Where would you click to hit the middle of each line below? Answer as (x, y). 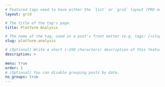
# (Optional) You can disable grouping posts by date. (62, 72)
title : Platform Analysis (31, 27)
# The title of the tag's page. (38, 23)
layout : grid (18, 14)
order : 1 (14, 68)
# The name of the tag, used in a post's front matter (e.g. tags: (76, 36)
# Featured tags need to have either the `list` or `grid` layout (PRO (80, 10)
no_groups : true (22, 77)
